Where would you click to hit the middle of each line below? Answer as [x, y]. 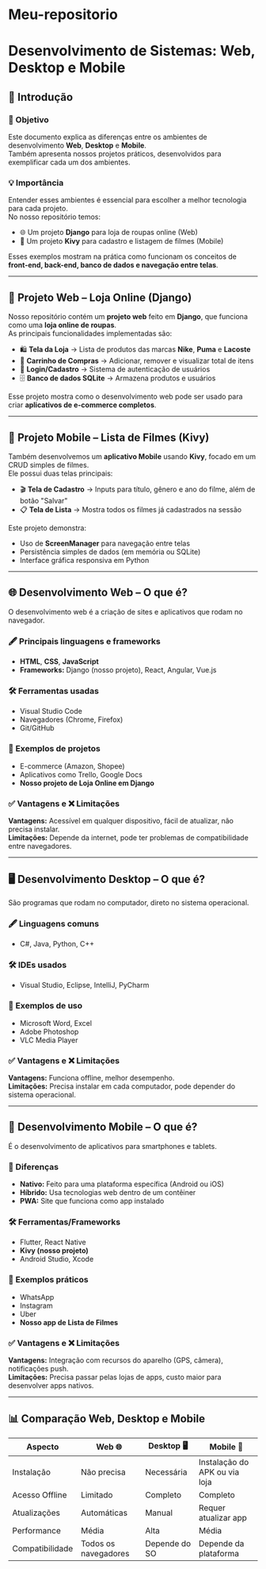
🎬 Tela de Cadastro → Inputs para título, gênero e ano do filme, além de [137, 489]
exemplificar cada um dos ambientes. [69, 162]
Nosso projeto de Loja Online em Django [87, 783]
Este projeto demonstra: [47, 528]
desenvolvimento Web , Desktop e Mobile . [77, 145]
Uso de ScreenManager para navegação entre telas [105, 543]
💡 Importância [36, 183]
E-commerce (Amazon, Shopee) [72, 766]
